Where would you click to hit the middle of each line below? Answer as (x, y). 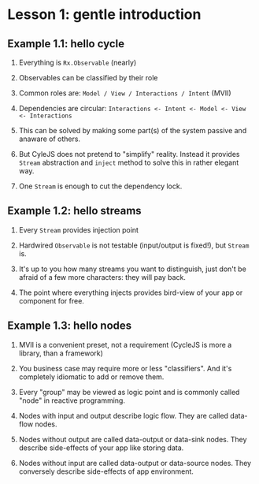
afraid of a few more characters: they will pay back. (102, 277)
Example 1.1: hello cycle (66, 44)
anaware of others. (49, 139)
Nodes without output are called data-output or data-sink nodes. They (133, 439)
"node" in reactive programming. (72, 400)
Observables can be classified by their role (88, 78)
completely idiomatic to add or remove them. (91, 377)
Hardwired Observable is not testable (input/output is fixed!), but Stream (134, 245)
